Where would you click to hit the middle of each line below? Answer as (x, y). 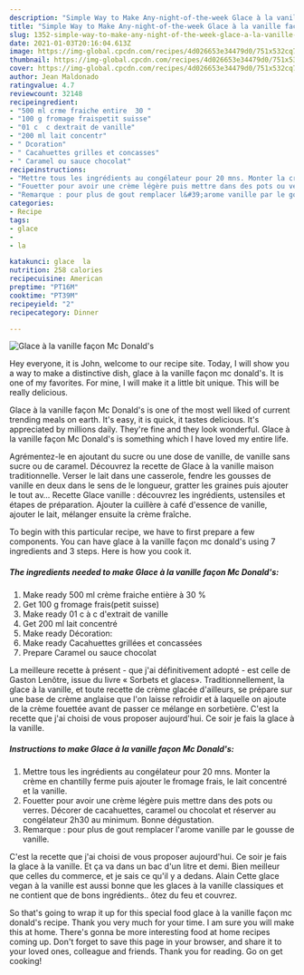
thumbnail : (30, 60)
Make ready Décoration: (67, 634)
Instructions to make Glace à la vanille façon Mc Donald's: (122, 748)
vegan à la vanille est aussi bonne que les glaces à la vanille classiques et (147, 886)
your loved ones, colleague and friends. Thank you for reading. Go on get (146, 951)
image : (22, 52)
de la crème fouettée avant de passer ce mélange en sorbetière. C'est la (144, 709)
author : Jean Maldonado (54, 77)
